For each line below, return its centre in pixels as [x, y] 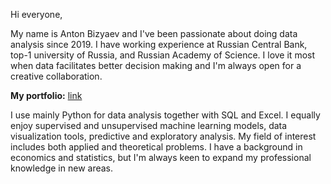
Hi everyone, [36, 14]
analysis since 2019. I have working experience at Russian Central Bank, [159, 44]
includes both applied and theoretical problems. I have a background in [156, 147]
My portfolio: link [46, 95]
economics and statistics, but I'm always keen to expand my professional [161, 157]
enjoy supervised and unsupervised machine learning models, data [149, 125]
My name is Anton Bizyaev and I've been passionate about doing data [154, 33]
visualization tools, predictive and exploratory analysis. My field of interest [163, 136]
